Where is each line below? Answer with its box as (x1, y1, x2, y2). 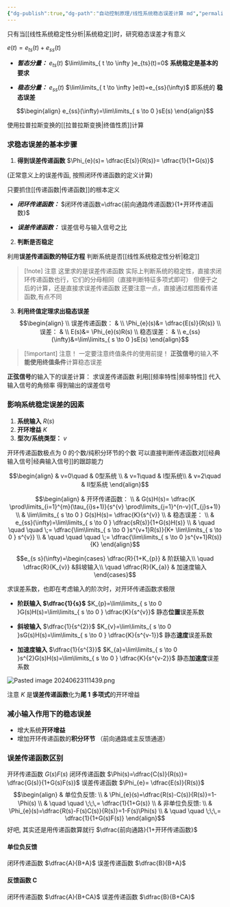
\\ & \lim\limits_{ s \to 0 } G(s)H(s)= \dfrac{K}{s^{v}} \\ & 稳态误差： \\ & (16, 511, 214, 519)
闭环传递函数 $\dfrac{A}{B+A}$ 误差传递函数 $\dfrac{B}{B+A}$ (7, 859, 186, 867)
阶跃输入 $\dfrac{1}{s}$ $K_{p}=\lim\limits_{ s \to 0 (16, 599, 162, 607)
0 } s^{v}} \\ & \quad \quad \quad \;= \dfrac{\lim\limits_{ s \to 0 (8, 533, 183, 541)
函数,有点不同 (23, 292, 62, 301)
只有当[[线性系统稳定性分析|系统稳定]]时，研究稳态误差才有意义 (7, 29, 186, 38)
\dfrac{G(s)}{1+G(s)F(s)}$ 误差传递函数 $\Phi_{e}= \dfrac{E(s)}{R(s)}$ (7, 778, 205, 787)
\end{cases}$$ (93, 570, 137, 578)
